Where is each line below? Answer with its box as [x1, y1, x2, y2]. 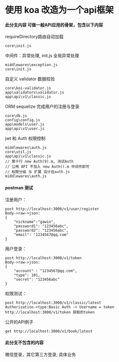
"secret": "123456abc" [14, 277, 60, 282]
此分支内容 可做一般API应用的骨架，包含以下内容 [5, 22, 103, 27]
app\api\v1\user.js [5, 126, 45, 131]
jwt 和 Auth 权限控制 [5, 135, 46, 141]
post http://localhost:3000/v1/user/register [5, 207, 99, 211]
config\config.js [5, 118, 40, 123]
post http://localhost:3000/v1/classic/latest [5, 300, 101, 305]
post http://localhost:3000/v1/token [5, 256, 82, 260]
